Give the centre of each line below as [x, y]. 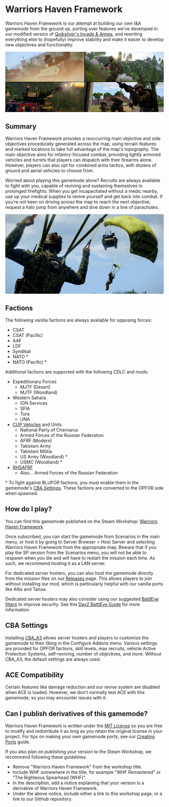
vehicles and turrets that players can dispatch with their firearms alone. [79, 160]
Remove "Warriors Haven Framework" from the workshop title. [77, 767]
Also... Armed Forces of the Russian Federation [69, 473]
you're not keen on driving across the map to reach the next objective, [78, 202]
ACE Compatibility [34, 675]
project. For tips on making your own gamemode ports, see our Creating [80, 737]
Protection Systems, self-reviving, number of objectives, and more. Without [83, 654]
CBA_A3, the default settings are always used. [53, 659]
